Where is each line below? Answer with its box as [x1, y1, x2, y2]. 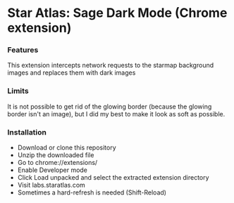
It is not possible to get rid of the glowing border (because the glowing [7, 102, 212, 111]
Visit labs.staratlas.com [17, 181, 86, 190]
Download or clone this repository [17, 143, 116, 152]
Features [7, 45, 39, 55]
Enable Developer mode [17, 166, 88, 174]
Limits [7, 86, 30, 96]
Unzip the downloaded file [17, 151, 94, 159]
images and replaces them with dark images [7, 68, 136, 77]
